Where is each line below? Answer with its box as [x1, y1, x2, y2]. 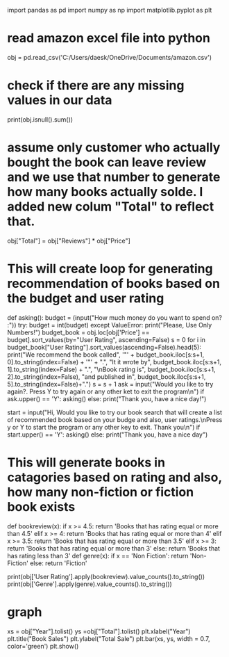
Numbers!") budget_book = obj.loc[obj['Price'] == [7, 328, 151, 336]
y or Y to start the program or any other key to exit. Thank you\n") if [7, 423, 201, 431]
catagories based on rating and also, [7, 469, 222, 485]
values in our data [7, 92, 112, 108]
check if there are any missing [7, 78, 185, 93]
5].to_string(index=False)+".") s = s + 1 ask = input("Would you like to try [7, 380, 214, 388]
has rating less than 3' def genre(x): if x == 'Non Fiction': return [7, 551, 189, 560]
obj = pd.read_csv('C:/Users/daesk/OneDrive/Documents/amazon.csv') [7, 53, 212, 61]
